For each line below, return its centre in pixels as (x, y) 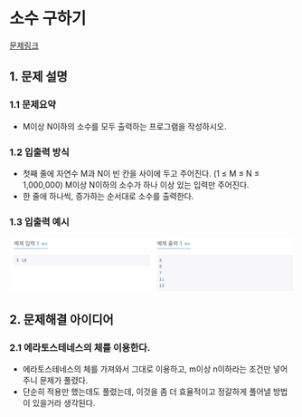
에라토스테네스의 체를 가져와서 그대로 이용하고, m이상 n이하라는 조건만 (146, 369)
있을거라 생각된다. (64, 402)
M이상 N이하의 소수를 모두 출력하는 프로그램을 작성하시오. (124, 126)
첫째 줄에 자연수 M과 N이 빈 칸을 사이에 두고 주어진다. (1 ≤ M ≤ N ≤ (141, 173)
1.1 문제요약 (33, 105)
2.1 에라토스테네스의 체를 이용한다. (80, 347)
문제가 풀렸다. (64, 380)
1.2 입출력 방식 (39, 152)
